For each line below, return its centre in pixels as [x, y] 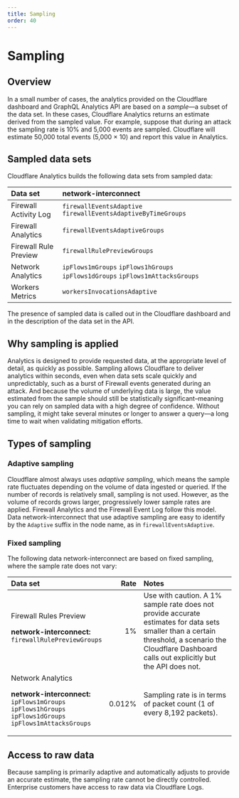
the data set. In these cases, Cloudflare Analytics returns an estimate [108, 114]
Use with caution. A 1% [182, 595]
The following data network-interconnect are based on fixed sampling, [111, 559]
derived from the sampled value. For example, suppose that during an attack [119, 122]
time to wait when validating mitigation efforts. [75, 421]
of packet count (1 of [179, 704]
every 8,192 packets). [181, 713]
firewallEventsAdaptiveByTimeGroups [124, 214]
